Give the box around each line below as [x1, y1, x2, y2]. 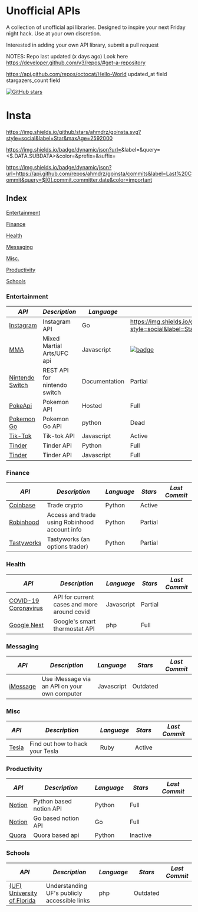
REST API [42, 366, 69, 374]
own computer [41, 689, 82, 697]
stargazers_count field [6, 77, 61, 84]
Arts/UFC [42, 349, 69, 357]
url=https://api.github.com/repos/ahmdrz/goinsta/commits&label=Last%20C [6, 170, 192, 177]
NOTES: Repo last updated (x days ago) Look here [6, 53, 128, 60]
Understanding [46, 881, 87, 890]
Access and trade [47, 511, 96, 519]
